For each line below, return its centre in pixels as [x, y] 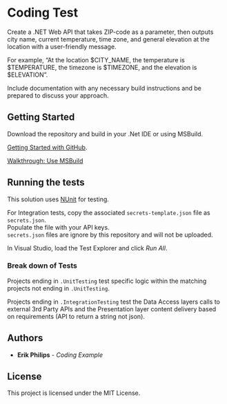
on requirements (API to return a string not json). [76, 316]
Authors [25, 338]
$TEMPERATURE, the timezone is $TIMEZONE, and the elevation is [102, 67]
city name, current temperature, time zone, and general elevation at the [109, 39]
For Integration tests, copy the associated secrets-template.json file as [109, 212]
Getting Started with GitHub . [47, 147]
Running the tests [46, 182]
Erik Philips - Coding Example [60, 355]
